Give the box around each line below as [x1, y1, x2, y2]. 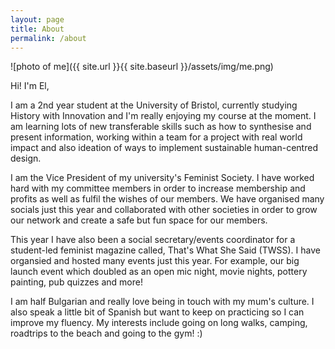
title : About [10, 24, 65, 34]
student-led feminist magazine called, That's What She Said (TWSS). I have [10, 244, 321, 256]
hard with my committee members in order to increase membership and [10, 182, 306, 195]
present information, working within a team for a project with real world [10, 131, 303, 143]
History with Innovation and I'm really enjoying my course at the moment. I [10, 110, 317, 122]
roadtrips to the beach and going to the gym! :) [10, 327, 203, 340]
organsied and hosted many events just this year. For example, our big [10, 255, 300, 267]
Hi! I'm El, [10, 80, 50, 92]
